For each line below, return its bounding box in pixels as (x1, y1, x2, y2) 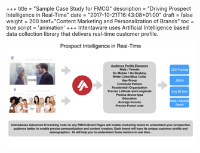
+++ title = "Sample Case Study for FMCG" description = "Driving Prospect (6, 5, 191, 12)
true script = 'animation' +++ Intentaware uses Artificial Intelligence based (6, 24, 189, 31)
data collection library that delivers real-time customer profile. (6, 30, 159, 38)
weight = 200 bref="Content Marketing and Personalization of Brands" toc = (6, 18, 195, 24)
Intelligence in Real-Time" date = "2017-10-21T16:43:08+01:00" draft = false (6, 11, 193, 18)
